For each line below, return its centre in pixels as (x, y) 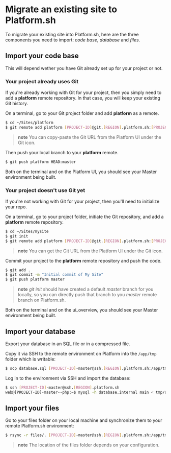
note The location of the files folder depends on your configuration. (89, 445)
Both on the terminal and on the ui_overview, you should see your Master (82, 310)
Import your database (40, 331)
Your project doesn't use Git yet (45, 190)
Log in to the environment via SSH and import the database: (68, 378)
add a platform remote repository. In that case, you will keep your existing (83, 98)
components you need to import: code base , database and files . (73, 40)
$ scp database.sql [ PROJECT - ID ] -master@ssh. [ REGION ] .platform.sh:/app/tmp (87, 369)
